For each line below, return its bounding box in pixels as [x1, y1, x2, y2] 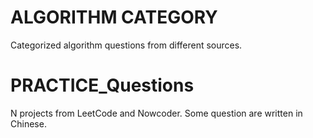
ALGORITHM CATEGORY [10, 6, 218, 29]
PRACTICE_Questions [10, 74, 195, 97]
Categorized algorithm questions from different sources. [10, 39, 243, 51]
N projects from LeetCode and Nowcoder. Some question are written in [10, 107, 303, 119]
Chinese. [10, 117, 47, 130]
